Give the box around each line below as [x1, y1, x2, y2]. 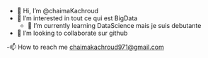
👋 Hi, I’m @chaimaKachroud [16, 7, 99, 15]
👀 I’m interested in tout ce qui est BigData [16, 14, 138, 22]
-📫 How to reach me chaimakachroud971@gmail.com [6, 43, 164, 51]
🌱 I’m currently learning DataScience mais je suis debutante [27, 22, 202, 29]
